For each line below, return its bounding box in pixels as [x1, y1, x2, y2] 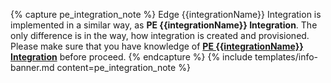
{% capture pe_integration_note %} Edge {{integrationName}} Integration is [10, 9, 322, 20]
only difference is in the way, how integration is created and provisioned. [10, 30, 310, 41]
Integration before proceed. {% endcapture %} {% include [10, 51, 253, 63]
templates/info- [254, 51, 319, 63]
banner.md [10, 62, 55, 73]
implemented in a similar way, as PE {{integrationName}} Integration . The [10, 19, 318, 31]
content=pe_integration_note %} [56, 62, 191, 73]
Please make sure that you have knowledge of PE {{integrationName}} [10, 40, 304, 52]
